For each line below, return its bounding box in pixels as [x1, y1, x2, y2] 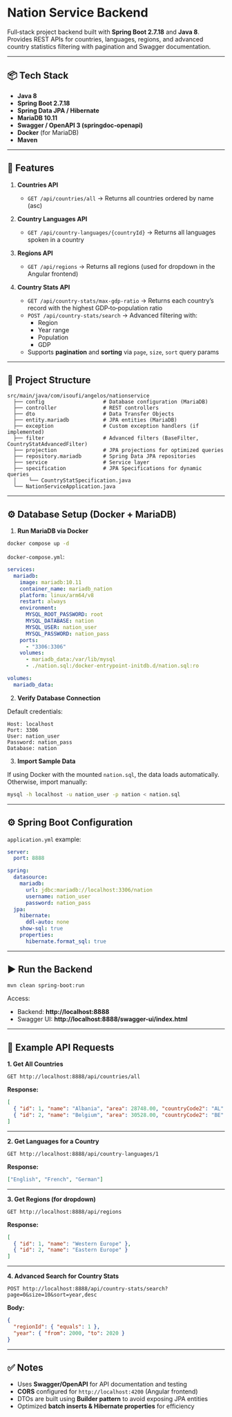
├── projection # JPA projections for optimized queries [13, 447, 224, 454]
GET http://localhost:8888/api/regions [7, 1208, 122, 1215]
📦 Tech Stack [7, 70, 69, 82]
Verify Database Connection [17, 693, 101, 702]
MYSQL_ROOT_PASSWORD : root [25, 611, 104, 618]
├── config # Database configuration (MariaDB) [13, 399, 209, 406]
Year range [37, 326, 70, 334]
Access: [7, 994, 30, 1003]
